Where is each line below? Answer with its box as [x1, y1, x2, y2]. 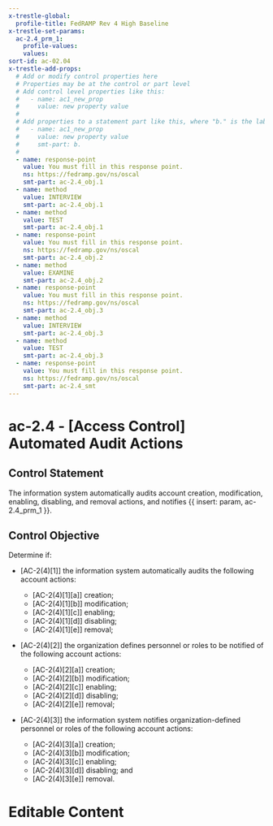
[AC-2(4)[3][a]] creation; [32, 740, 115, 750]
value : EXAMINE [23, 269, 75, 277]
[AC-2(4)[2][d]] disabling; [32, 691, 119, 701]
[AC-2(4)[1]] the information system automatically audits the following [19, 566, 254, 576]
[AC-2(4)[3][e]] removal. [32, 774, 115, 784]
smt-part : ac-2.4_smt [23, 382, 96, 390]
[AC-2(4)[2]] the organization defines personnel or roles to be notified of [19, 641, 264, 651]
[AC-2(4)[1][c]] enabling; [32, 608, 115, 617]
